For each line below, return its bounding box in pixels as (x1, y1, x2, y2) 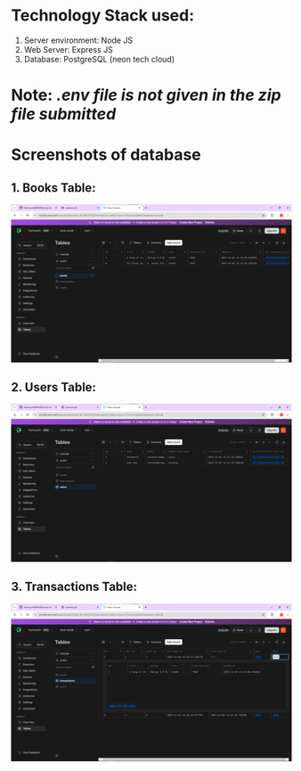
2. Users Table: (11, 380, 97, 395)
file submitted (11, 104, 117, 125)
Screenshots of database (11, 144, 202, 165)
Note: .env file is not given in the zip (11, 86, 281, 105)
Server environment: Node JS (23, 35, 134, 45)
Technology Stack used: (11, 5, 195, 26)
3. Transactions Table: (11, 579, 138, 595)
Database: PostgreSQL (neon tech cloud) (23, 53, 175, 64)
